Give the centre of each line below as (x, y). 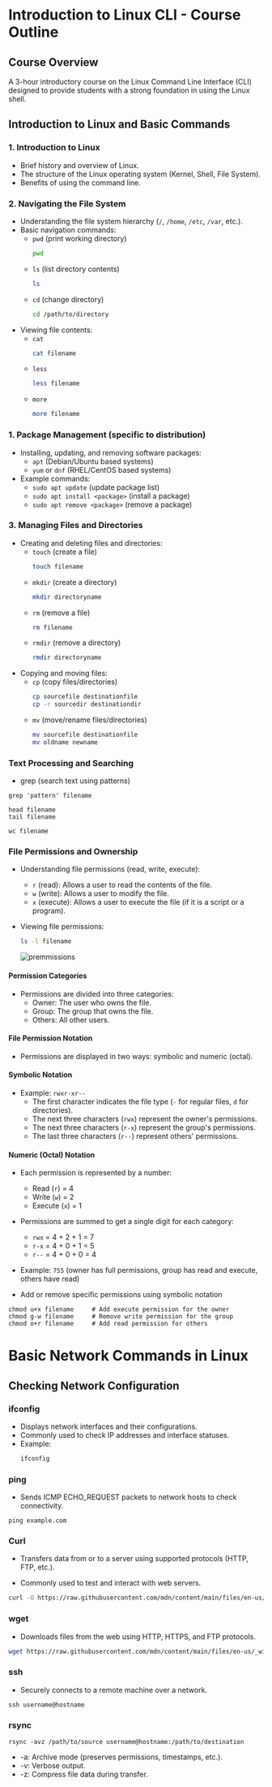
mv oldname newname (65, 742)
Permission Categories (48, 976)
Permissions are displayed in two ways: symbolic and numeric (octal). (136, 1056)
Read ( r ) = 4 (53, 1188)
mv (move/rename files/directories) (89, 720)
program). (49, 911)
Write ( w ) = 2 (53, 1197)
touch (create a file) (64, 552)
